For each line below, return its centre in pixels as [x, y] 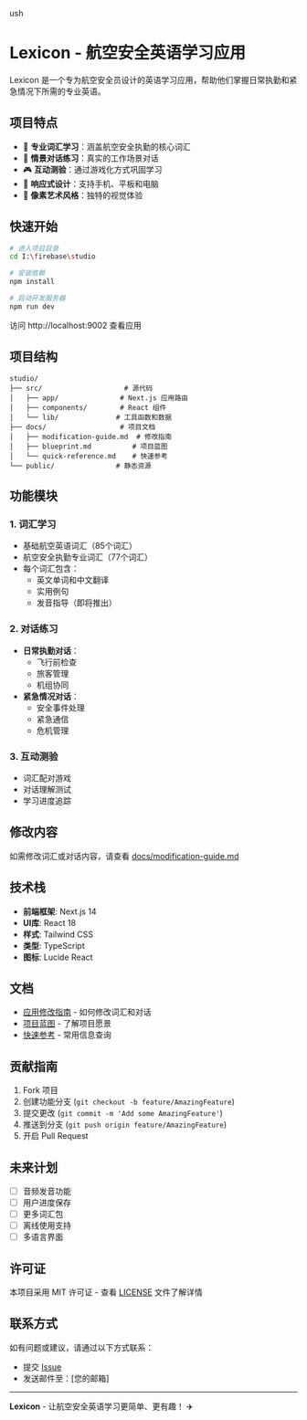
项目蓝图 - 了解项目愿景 [67, 1024]
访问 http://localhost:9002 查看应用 [75, 325]
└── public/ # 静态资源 [81, 466]
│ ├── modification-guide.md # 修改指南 [90, 437]
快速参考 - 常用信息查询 [67, 1035]
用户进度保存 [47, 1203]
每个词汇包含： [51, 569]
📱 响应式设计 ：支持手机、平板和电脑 [90, 184]
